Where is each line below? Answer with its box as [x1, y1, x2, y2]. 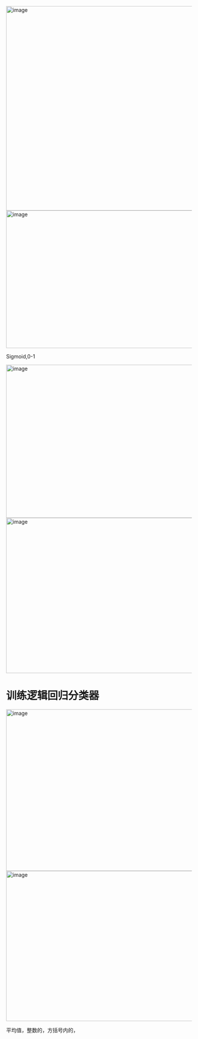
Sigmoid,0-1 [6, 353, 35, 360]
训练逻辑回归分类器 [6, 689, 100, 703]
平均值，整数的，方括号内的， [6, 1027, 78, 1034]
